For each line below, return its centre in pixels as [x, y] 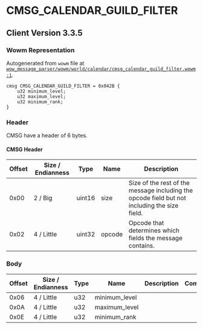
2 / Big [43, 198]
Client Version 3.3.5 [44, 33]
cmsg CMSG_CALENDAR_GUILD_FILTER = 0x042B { [63, 86]
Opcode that [147, 223]
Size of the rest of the [159, 183]
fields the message [156, 238]
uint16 [86, 198]
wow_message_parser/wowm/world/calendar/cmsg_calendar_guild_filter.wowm [101, 69]
